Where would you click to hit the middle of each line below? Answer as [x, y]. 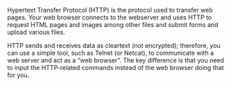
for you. [18, 75]
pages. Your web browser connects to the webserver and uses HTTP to [110, 17]
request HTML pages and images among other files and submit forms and [113, 25]
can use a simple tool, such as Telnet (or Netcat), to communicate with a [111, 53]
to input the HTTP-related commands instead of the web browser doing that [115, 68]
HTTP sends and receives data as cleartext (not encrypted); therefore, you [114, 45]
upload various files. [36, 32]
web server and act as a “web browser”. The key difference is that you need [115, 60]
